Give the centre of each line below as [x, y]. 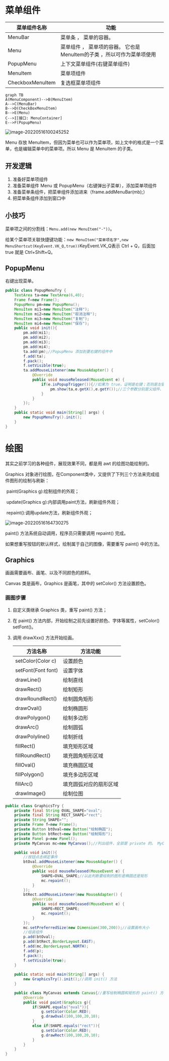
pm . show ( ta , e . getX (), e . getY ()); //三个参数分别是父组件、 [107, 389]
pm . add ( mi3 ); [37, 342]
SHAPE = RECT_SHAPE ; [60, 909]
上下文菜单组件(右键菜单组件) [95, 64]
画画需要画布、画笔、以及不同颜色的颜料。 [49, 573]
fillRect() [25, 746]
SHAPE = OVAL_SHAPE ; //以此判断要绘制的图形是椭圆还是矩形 [94, 876]
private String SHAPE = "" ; [41, 820]
